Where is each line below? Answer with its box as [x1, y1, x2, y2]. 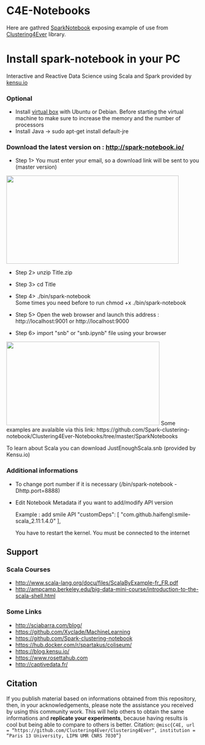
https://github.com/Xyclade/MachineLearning [15, 628, 130, 635]
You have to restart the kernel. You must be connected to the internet [15, 529, 190, 536]
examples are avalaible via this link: [6, 426, 95, 433]
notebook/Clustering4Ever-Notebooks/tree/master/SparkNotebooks [6, 433, 178, 440]
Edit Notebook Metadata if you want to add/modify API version [15, 498, 173, 506]
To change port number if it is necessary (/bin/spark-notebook [15, 480, 173, 488]
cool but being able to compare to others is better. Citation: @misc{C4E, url [6, 720, 195, 728]
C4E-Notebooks [6, 4, 91, 18]
